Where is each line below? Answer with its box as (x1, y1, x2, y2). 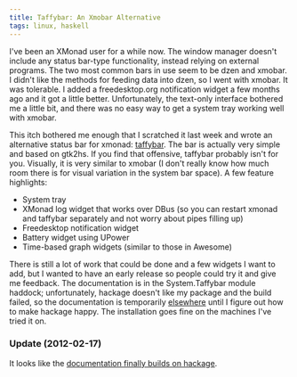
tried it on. (9, 316, 47, 326)
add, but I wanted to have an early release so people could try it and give (9, 268, 277, 279)
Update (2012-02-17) (9, 338, 102, 350)
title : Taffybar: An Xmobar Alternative (9, 12, 162, 22)
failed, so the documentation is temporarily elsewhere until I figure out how (9, 296, 284, 307)
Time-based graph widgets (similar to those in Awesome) (21, 242, 233, 252)
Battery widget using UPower (21, 232, 130, 242)
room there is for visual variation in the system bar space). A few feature (9, 167, 274, 178)
